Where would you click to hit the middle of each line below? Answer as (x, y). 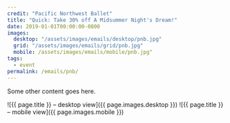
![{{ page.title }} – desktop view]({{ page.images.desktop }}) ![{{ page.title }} (115, 104)
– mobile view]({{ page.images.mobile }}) (66, 112)
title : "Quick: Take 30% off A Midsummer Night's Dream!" (92, 20)
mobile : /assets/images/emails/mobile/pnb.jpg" (83, 53)
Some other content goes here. (51, 91)
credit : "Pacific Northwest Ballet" (60, 13)
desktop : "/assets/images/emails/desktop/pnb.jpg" (88, 39)
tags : (15, 59)
